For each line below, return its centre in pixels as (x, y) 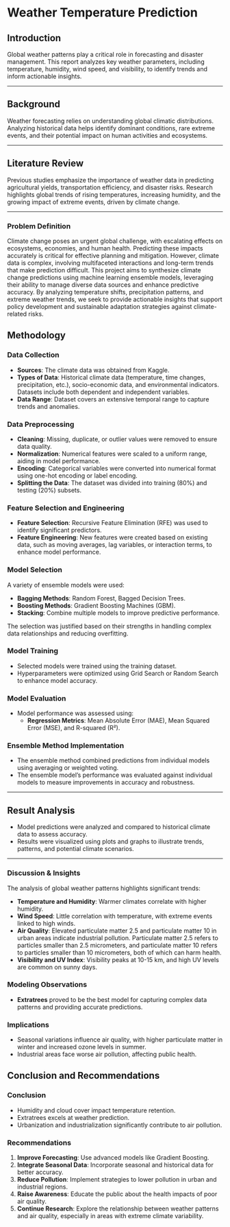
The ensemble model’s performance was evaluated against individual (115, 775)
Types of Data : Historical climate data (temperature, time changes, (111, 377)
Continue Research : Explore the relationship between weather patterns (118, 1208)
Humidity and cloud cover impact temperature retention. (96, 1110)
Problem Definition (39, 226)
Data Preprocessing (41, 424)
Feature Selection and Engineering (66, 508)
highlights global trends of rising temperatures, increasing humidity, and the (114, 194)
